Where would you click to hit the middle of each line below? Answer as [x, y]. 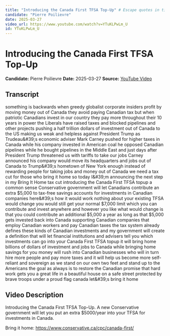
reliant [12, 263]
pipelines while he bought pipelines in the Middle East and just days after [81, 150]
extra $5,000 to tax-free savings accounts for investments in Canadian [79, 193]
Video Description [34, 295]
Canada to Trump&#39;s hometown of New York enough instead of [75, 166]
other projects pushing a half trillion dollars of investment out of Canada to [83, 128]
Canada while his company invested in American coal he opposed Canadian [84, 144]
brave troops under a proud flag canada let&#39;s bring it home [72, 279]
